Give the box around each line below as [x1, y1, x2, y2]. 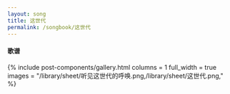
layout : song [7, 10, 46, 18]
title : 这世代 [7, 17, 46, 24]
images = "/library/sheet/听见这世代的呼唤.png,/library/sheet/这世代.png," [7, 71, 224, 80]
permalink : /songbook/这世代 [7, 23, 91, 31]
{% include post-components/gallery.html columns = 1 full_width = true [7, 63, 216, 71]
